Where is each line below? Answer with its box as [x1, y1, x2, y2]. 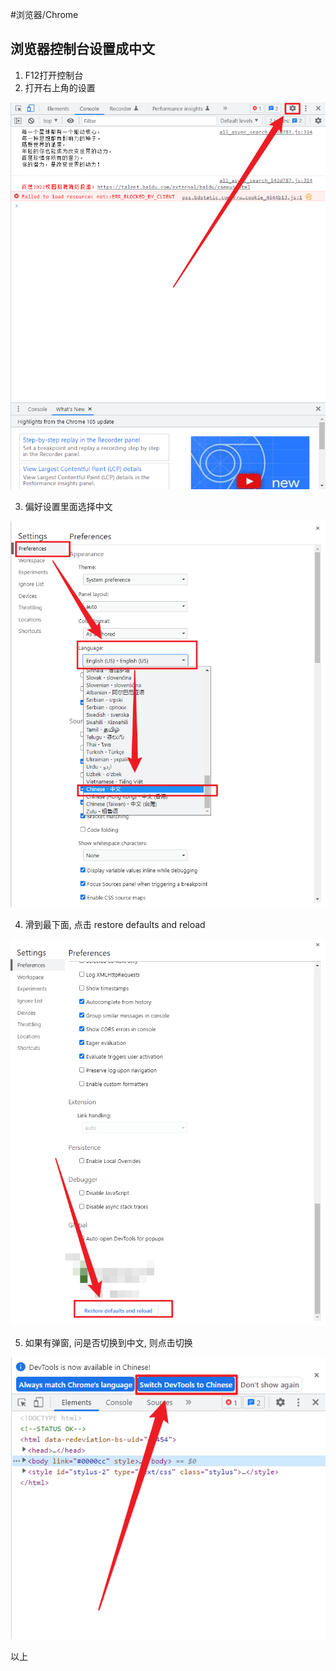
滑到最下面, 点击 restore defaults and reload [24, 919, 206, 931]
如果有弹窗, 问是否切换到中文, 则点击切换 [24, 1337, 193, 1349]
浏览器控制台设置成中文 [10, 41, 155, 58]
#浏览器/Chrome [10, 9, 79, 20]
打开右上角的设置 [24, 81, 96, 93]
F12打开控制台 [24, 69, 84, 81]
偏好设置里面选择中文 [24, 500, 113, 512]
